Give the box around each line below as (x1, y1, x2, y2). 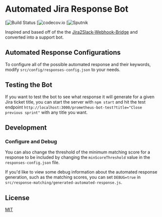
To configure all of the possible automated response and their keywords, (5, 61, 151, 67)
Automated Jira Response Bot (5, 3, 128, 15)
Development (5, 123, 47, 131)
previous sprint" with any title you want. (5, 109, 88, 115)
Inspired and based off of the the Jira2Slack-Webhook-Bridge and (5, 29, 138, 35)
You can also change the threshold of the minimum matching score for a (5, 149, 150, 155)
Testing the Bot (5, 81, 53, 89)
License (5, 194, 30, 202)
